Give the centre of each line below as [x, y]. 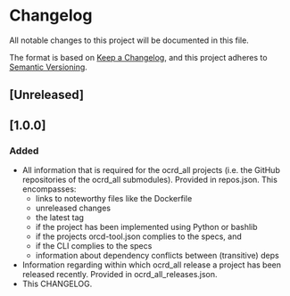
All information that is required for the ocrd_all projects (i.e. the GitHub [151, 170]
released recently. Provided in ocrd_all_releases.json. [120, 275]
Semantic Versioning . [48, 67]
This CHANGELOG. [57, 284]
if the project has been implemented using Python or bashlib [146, 227]
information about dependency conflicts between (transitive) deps [157, 256]
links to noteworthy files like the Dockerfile [114, 199]
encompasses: [49, 189]
